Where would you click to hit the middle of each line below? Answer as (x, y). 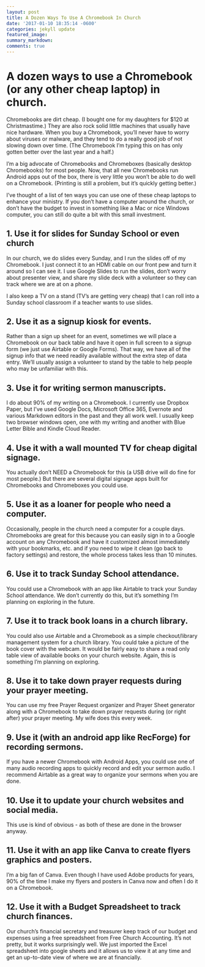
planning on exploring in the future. (50, 602)
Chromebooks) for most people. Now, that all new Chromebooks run (92, 170)
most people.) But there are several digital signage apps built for (87, 479)
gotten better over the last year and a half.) (60, 152)
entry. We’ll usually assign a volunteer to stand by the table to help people (99, 362)
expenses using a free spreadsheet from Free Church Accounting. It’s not (99, 938)
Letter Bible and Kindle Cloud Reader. (54, 429)
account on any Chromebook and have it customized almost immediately (98, 541)
